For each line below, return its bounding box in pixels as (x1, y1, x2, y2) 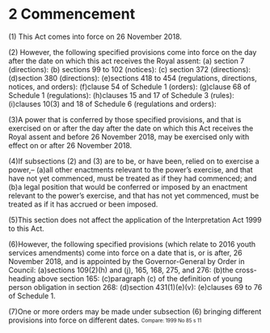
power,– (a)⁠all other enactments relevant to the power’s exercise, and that (8, 164, 253, 174)
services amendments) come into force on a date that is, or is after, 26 (8, 248, 243, 258)
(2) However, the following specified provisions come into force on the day (8, 47, 257, 57)
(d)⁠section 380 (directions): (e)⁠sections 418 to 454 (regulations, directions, (8, 73, 257, 83)
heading (8, 273, 36, 284)
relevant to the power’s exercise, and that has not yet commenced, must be (8, 190, 259, 200)
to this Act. (8, 224, 44, 233)
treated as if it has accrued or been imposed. (8, 199, 158, 209)
